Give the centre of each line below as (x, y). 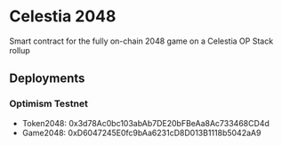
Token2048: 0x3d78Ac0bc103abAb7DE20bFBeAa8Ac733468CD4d (145, 123)
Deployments (47, 79)
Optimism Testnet (49, 104)
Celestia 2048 (63, 16)
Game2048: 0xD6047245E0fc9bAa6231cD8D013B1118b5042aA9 (141, 133)
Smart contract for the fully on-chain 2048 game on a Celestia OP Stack (141, 41)
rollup (20, 50)
